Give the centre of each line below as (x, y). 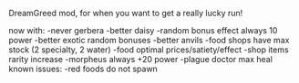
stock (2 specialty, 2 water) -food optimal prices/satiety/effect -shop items (149, 50)
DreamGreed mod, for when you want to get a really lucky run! (126, 13)
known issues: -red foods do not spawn (83, 69)
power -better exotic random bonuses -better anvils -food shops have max (149, 40)
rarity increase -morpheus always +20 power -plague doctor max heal (140, 59)
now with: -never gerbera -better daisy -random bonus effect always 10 (143, 30)
